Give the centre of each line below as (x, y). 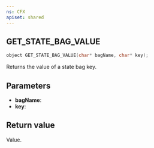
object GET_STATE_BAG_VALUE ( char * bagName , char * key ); (77, 55)
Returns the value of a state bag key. (52, 67)
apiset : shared (25, 17)
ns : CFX (16, 12)
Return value (31, 126)
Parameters (28, 85)
